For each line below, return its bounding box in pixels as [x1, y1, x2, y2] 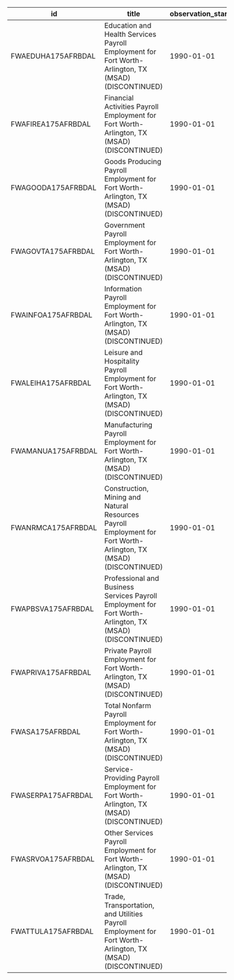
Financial [104, 93, 134, 103]
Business [104, 582, 134, 591]
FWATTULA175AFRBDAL [10, 927, 94, 936]
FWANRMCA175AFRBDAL [10, 523, 97, 532]
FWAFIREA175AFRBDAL [10, 119, 91, 128]
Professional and [104, 573, 159, 583]
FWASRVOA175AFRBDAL [10, 854, 95, 864]
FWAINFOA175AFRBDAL [10, 310, 93, 319]
